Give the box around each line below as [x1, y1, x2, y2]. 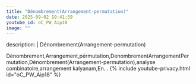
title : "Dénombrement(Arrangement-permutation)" [6, 8, 129, 15]
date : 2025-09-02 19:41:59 [6, 14, 73, 20]
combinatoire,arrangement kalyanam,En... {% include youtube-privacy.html [6, 65, 191, 72]
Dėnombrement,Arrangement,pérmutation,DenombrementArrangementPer [6, 52, 189, 59]
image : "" [6, 25, 31, 31]
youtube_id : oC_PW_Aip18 [6, 19, 68, 25]
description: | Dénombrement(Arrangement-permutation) [6, 41, 146, 48]
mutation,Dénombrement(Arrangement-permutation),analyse [6, 59, 156, 66]
